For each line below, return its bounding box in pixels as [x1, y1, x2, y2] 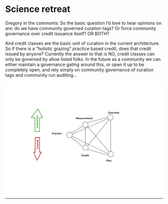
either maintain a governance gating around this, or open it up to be [5, 61, 144, 67]
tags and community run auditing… [5, 72, 77, 78]
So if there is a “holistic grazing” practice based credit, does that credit [5, 45, 151, 51]
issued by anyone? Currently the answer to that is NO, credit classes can [5, 51, 155, 57]
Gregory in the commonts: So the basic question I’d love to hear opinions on [5, 20, 161, 26]
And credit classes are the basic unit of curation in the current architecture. [5, 40, 160, 46]
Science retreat [5, 3, 71, 15]
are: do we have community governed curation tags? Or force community [5, 25, 156, 31]
